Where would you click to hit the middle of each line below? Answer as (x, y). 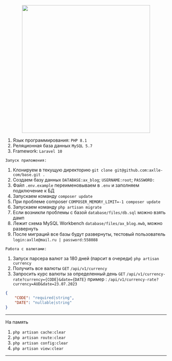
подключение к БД (34, 191)
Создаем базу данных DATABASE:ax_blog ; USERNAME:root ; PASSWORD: (84, 180)
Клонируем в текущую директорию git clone (62, 170)
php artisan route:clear (39, 337)
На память (17, 322)
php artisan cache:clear (39, 332)
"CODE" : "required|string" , (44, 298)
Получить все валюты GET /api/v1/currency (60, 268)
